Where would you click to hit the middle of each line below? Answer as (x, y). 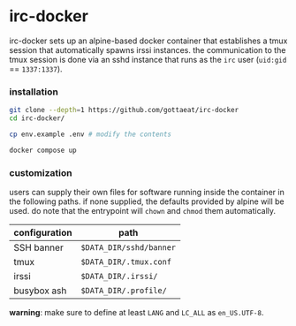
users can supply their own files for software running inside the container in (147, 193)
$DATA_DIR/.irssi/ (119, 277)
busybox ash (40, 291)
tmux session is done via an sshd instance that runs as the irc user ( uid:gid (148, 59)
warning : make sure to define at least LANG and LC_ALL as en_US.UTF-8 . (137, 313)
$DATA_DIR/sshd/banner (129, 248)
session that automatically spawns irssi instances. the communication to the (148, 49)
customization (41, 172)
